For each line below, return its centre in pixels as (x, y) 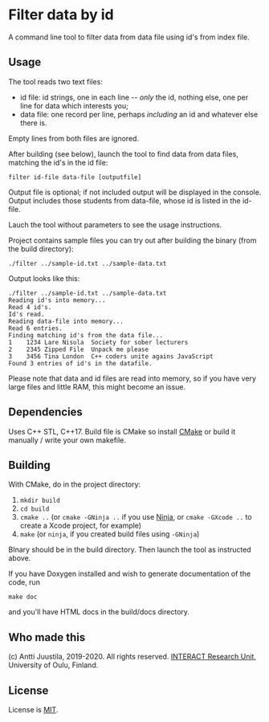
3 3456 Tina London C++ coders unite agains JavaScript (111, 356)
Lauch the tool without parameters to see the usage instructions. (115, 224)
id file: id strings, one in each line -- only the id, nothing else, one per (134, 97)
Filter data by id (61, 15)
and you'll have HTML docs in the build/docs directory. (99, 612)
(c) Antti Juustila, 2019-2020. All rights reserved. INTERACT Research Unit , (132, 657)
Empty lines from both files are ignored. (73, 138)
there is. (33, 123)
